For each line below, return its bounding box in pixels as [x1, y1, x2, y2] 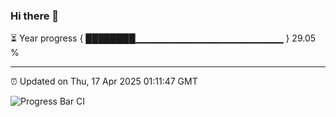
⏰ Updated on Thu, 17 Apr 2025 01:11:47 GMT [10, 75, 198, 88]
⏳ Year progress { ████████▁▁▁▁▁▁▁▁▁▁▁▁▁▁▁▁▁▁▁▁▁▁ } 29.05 [10, 32, 317, 44]
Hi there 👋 [10, 9, 60, 23]
